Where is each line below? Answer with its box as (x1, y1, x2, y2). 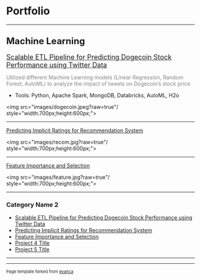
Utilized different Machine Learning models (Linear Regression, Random (6, 74, 184, 81)
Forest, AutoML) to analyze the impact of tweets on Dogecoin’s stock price (6, 80, 190, 87)
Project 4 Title (14, 239, 50, 246)
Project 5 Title (14, 246, 50, 253)
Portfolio (6, 4, 50, 18)
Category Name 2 (6, 200, 59, 209)
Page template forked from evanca (6, 269, 74, 275)
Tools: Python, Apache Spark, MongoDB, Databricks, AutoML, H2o (14, 92, 179, 99)
